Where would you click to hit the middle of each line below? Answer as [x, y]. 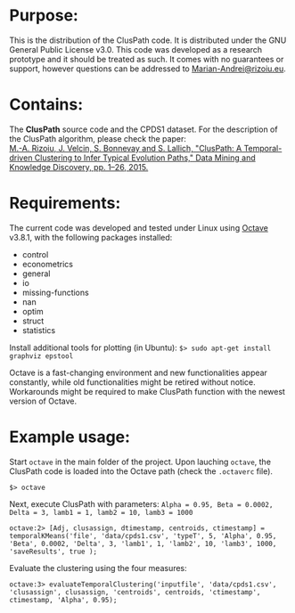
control [35, 254]
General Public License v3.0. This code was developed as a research [136, 49]
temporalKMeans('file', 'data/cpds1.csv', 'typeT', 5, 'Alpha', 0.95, [143, 535]
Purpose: [44, 16]
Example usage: [70, 437]
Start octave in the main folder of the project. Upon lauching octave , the [140, 462]
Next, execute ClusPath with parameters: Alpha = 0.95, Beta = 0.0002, [141, 503]
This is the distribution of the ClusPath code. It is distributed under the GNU [148, 40]
